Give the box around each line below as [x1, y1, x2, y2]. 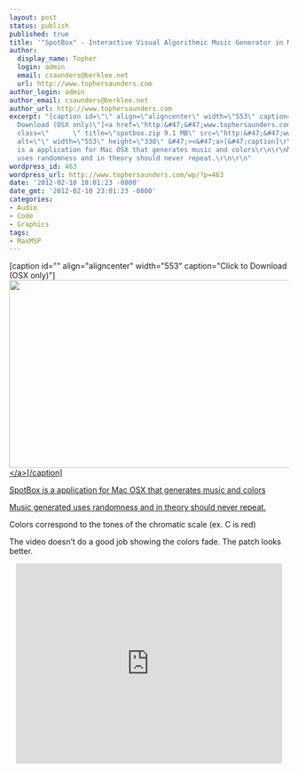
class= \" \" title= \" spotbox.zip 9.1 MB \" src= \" [17, 129, 224, 138]
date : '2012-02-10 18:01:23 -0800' [9, 179, 141, 188]
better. [9, 546, 34, 557]
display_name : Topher [17, 54, 98, 63]
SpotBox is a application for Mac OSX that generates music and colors [9, 485, 266, 495]
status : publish [9, 21, 69, 30]
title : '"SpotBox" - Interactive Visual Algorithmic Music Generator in [9, 37, 284, 47]
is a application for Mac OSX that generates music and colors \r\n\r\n [17, 145, 288, 154]
